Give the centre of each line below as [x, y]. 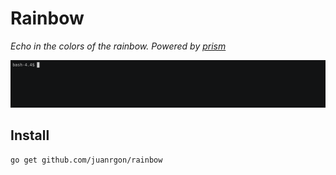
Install [30, 135]
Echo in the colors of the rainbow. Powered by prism [118, 46]
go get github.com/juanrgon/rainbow [86, 160]
